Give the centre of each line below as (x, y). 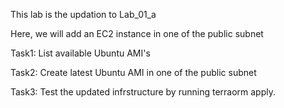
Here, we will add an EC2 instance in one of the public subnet (137, 33)
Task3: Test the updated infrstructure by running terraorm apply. (143, 92)
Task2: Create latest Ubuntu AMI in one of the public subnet (133, 72)
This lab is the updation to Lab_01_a (83, 14)
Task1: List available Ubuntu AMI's (80, 53)
